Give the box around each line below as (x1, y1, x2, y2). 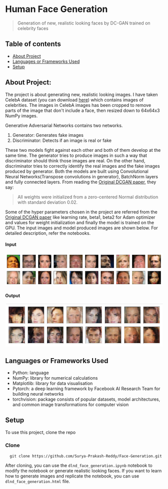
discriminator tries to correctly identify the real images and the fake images (5, 163, 160, 169)
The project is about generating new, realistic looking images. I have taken (5, 91, 158, 97)
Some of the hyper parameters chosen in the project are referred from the (5, 209, 157, 215)
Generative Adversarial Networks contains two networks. (5, 122, 123, 128)
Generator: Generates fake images (12, 132, 84, 138)
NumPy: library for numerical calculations (12, 375, 98, 381)
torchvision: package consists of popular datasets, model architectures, (12, 396, 160, 402)
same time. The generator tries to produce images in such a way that (5, 152, 147, 158)
